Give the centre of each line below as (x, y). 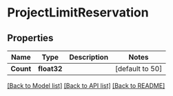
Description (89, 57)
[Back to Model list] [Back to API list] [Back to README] (86, 86)
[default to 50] (139, 69)
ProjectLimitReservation (78, 13)
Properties (30, 38)
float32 (50, 69)
